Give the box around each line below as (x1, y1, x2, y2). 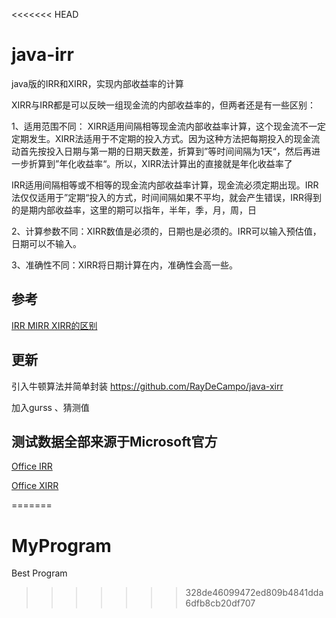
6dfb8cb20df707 (185, 597, 256, 609)
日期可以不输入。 (11, 237, 82, 249)
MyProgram (11, 534, 112, 557)
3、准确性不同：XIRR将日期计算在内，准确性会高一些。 (11, 259, 238, 271)
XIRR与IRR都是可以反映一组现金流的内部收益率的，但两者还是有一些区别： (11, 99, 317, 111)
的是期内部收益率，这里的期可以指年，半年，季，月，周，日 (11, 204, 257, 216)
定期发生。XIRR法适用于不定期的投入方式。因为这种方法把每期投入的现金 (11, 132, 312, 144)
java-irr (11, 44, 74, 66)
